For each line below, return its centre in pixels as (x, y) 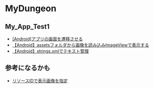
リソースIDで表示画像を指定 (40, 81)
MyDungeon (31, 9)
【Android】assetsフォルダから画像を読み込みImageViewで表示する (80, 45)
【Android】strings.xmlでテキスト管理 (50, 51)
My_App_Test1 (27, 27)
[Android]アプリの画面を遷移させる (47, 39)
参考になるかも (28, 68)
